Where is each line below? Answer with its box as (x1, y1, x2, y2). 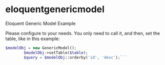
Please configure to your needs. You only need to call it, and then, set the (5, 30, 160, 36)
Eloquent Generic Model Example (5, 20, 76, 26)
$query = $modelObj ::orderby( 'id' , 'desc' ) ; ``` (24, 55, 127, 60)
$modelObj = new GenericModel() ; (5, 45, 77, 50)
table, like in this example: (5, 36, 60, 42)
